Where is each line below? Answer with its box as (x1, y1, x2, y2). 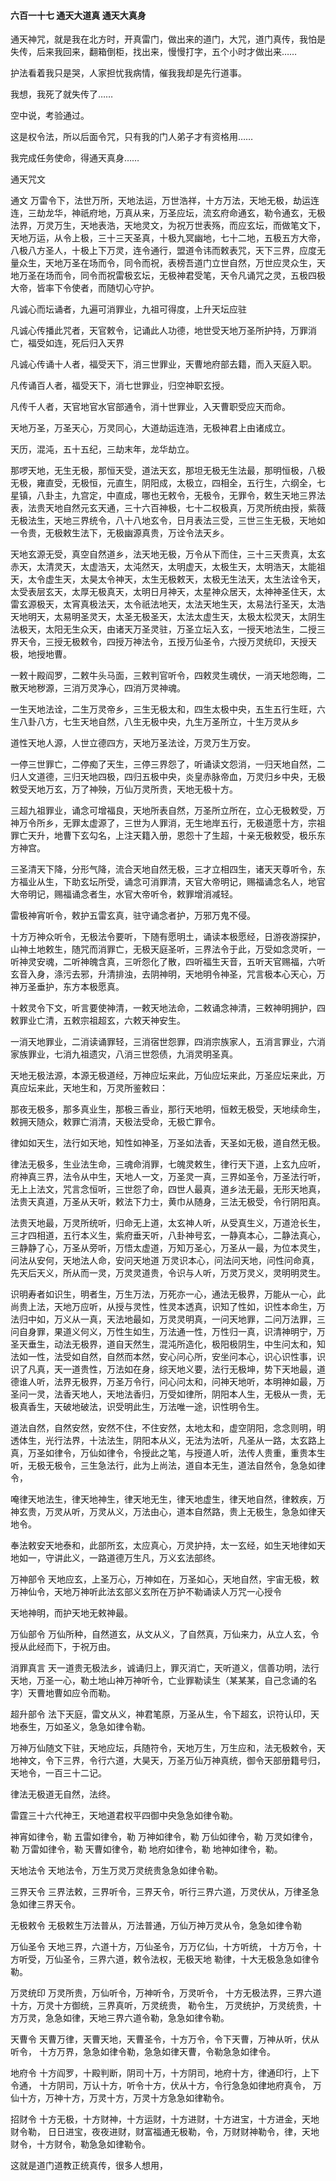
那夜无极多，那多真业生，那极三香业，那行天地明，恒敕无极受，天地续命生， (10, 1103, 326, 1115)
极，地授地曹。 (10, 648, 72, 660)
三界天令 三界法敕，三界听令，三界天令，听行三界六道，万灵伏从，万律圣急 (10, 1886, 320, 1898)
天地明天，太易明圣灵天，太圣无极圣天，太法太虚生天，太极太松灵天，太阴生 (10, 611, 326, 623)
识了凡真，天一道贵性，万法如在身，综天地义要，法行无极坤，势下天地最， (10, 1363, 317, 1375)
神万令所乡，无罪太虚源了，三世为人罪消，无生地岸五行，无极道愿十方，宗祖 (10, 817, 326, 829)
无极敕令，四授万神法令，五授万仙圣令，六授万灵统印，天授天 (62, 636, 317, 648)
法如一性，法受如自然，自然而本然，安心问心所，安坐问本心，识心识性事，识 (10, 1351, 326, 1363)
